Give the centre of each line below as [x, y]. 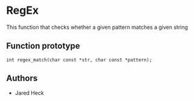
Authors [22, 78]
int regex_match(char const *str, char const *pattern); [79, 60]
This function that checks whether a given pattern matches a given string [97, 27]
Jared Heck [29, 93]
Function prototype [43, 46]
